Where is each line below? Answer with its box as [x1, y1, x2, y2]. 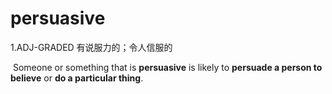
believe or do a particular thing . [10, 72, 144, 84]
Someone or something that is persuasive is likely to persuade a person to [12, 61, 323, 73]
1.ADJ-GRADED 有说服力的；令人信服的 [10, 41, 173, 53]
